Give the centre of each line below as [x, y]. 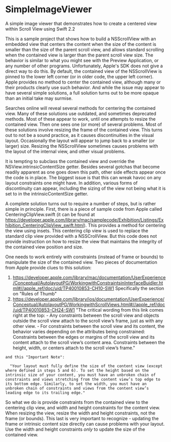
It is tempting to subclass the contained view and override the [70, 161]
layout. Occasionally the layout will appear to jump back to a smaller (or [80, 141]
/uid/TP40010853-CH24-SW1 [44, 310]
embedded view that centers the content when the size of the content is [81, 44]
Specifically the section [140, 288]
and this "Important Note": [35, 357]
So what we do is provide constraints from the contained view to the [77, 402]
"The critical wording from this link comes [120, 310]
